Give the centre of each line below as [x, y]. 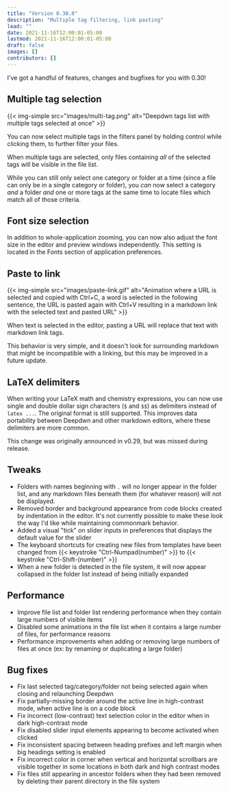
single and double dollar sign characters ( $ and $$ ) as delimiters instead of [112, 406]
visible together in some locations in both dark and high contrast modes [118, 767]
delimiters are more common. [49, 428]
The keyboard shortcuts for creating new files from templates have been [119, 545]
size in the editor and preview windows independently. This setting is [104, 245]
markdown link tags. [36, 333]
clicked [27, 738]
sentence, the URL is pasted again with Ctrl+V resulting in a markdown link [112, 305]
